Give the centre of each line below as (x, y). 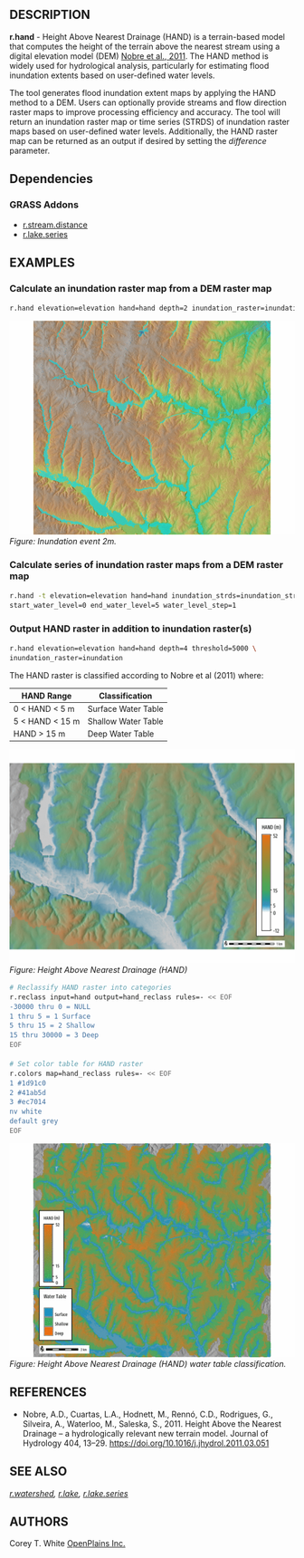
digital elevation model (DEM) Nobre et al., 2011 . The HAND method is (139, 56)
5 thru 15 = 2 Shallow (52, 1026)
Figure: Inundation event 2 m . (63, 542)
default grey (34, 1121)
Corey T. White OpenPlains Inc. (67, 1544)
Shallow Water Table (126, 721)
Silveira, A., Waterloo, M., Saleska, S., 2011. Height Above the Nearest (152, 1423)
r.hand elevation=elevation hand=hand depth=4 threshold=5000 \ (133, 649)
